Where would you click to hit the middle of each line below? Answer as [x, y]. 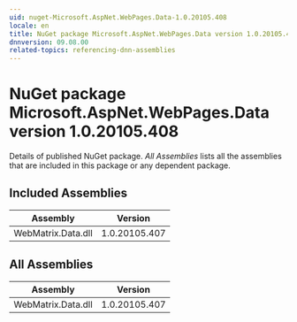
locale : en [29, 26]
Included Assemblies [69, 193]
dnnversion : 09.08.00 [49, 42]
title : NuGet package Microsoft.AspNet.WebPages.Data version [126, 34]
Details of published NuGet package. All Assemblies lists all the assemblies [146, 157]
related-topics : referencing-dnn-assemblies [92, 50]
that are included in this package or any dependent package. [120, 165]
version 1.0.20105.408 [94, 131]
